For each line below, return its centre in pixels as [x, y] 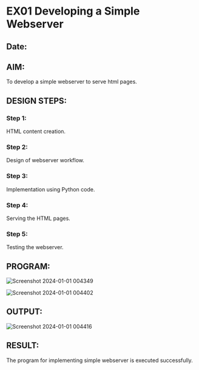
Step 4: [17, 205]
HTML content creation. [36, 131]
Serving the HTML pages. [39, 218]
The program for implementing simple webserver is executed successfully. [99, 360]
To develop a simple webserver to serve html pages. [72, 82]
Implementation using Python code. [51, 189]
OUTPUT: [24, 312]
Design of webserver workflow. [46, 160]
